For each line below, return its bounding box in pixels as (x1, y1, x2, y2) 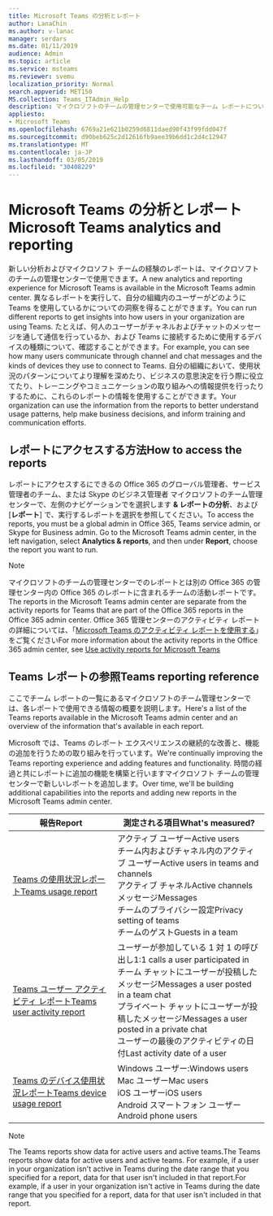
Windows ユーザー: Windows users (117, 1062, 249, 1074)
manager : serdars (8, 34, 67, 43)
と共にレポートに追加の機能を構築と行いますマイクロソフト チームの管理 (15, 768, 260, 778)
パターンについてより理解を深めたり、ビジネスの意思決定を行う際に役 (22, 371, 258, 381)
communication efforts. (8, 418, 87, 428)
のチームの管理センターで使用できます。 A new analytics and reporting (8, 274, 243, 284)
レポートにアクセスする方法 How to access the (8, 443, 242, 457)
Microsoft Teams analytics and (8, 219, 222, 237)
